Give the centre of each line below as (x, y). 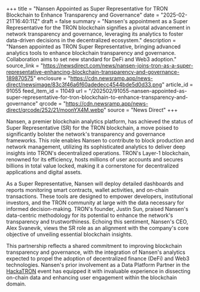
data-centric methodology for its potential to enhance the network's (90, 215)
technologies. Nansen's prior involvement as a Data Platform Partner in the (98, 265)
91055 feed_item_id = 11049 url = (47, 91)
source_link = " (25, 66)
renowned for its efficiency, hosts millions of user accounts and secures (95, 159)
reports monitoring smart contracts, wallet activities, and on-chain (87, 190)
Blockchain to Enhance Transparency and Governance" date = (83, 15)
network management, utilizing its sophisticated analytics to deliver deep (96, 147)
